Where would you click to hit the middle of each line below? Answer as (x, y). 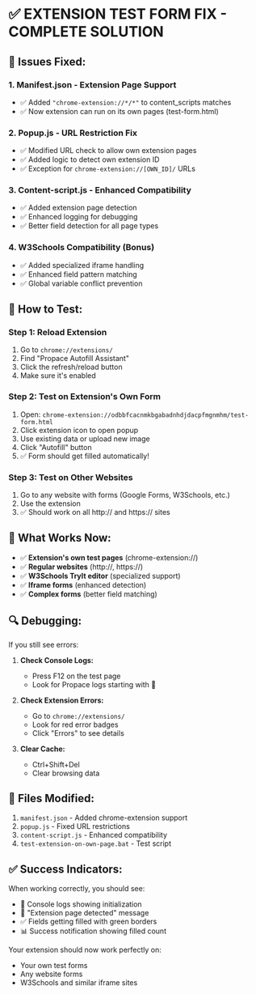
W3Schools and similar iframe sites (79, 983)
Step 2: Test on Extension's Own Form (85, 397)
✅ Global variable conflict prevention (81, 283)
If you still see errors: (44, 644)
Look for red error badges (75, 724)
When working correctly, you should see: (77, 889)
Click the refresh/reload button (71, 367)
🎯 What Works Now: (60, 538)
